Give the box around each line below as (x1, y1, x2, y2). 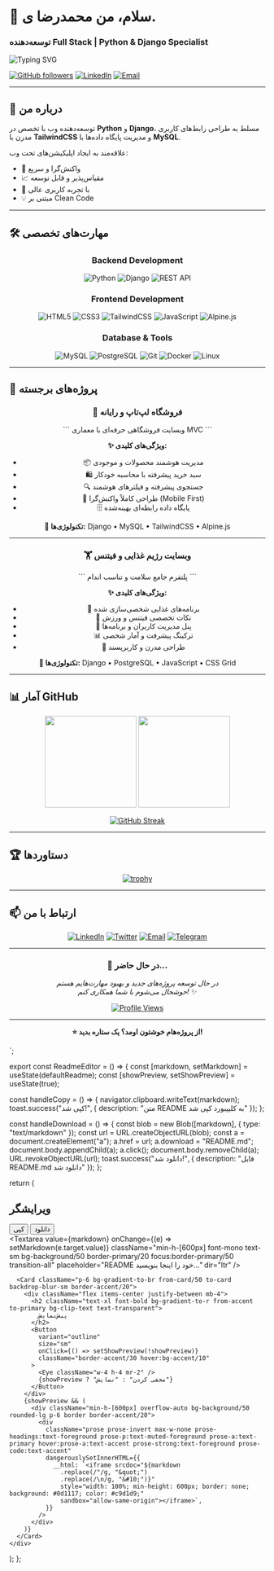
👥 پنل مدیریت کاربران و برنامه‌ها (95, 621, 192, 630)
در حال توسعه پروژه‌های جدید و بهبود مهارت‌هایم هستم (56, 978, 219, 988)
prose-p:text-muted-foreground (99, 1433, 207, 1441)
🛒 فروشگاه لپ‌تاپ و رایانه (92, 406, 183, 418)
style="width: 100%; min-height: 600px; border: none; (60, 1482, 250, 1491)
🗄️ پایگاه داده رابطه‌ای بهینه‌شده (97, 502, 190, 512)
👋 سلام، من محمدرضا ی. (9, 7, 157, 26)
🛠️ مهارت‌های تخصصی (9, 226, 109, 239)
